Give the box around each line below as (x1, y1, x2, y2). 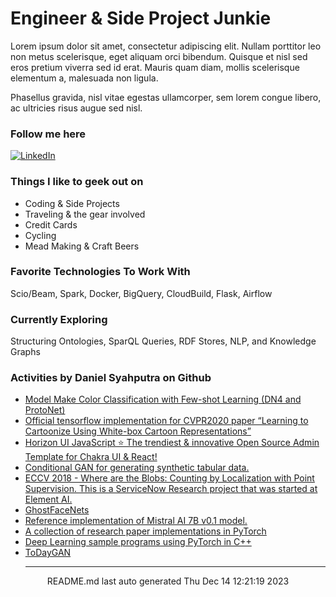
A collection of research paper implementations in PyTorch (24, 525, 267, 537)
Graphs (10, 346, 41, 358)
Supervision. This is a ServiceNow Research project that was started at (24, 483, 318, 495)
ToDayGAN (24, 547, 72, 559)
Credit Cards (24, 218, 78, 231)
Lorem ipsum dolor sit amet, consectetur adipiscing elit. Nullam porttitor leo (10, 40, 322, 52)
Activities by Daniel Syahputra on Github (10, 371, 212, 385)
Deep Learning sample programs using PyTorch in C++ (24, 536, 252, 548)
